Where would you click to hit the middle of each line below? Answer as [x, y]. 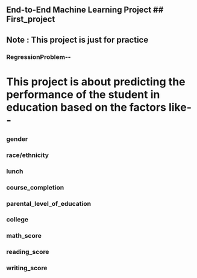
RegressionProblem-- [39, 57]
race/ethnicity [28, 155]
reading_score [28, 252]
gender [17, 139]
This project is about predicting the [96, 82]
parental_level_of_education [49, 203]
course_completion [35, 187]
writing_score [27, 268]
